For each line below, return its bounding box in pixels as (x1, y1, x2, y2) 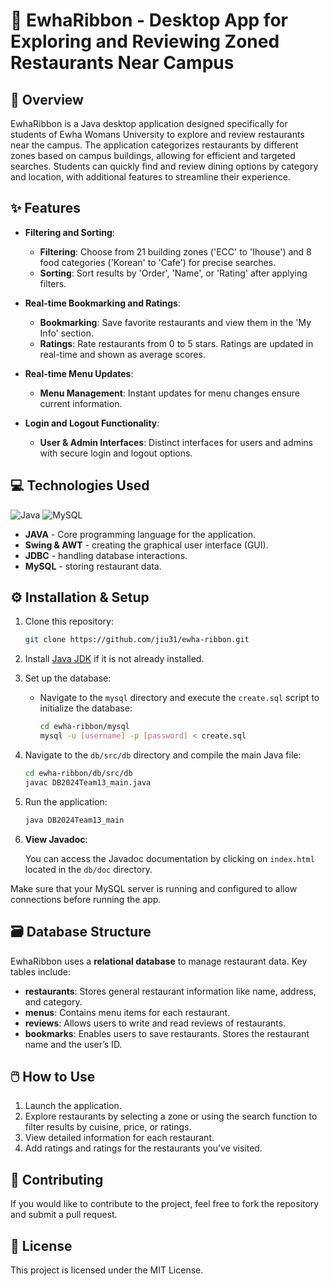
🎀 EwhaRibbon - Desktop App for (10, 9, 288, 32)
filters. (39, 277, 67, 289)
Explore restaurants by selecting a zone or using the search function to (24, 1110, 318, 1123)
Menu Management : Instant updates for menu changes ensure (39, 387, 300, 399)
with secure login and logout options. (39, 447, 193, 459)
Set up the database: (24, 672, 112, 684)
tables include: (10, 965, 72, 978)
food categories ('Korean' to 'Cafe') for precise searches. (39, 256, 277, 268)
